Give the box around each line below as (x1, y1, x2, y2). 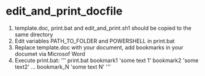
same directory (14, 30, 53, 38)
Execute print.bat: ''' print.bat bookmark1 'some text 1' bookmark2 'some (14, 57, 199, 64)
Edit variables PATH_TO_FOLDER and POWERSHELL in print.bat (14, 37, 175, 44)
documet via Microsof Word (14, 50, 85, 57)
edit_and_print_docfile (6, 4, 123, 18)
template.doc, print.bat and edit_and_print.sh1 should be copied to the (14, 24, 191, 32)
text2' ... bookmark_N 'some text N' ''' (14, 63, 111, 71)
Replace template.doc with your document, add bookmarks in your (14, 44, 184, 51)
